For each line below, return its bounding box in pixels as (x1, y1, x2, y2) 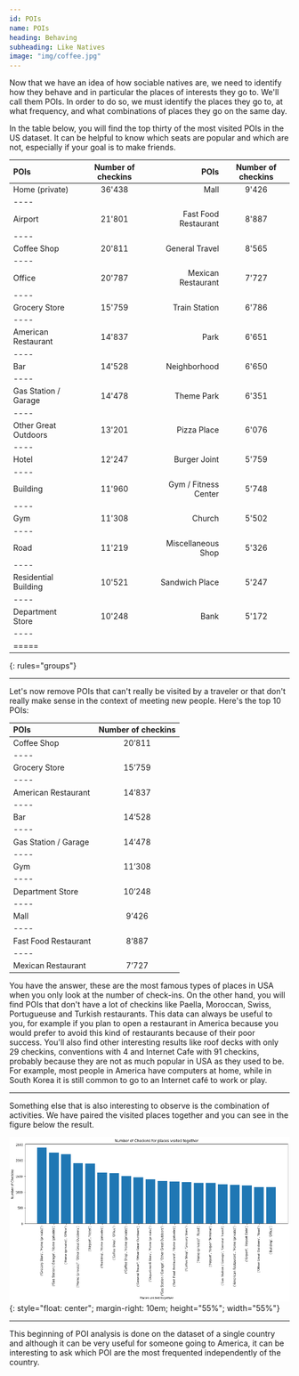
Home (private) (12, 183, 69, 195)
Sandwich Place (159, 577, 220, 587)
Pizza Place (176, 425, 220, 435)
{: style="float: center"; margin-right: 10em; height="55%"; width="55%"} (9, 1302, 280, 1313)
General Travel (166, 243, 220, 254)
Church (191, 513, 220, 524)
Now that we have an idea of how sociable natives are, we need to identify (9, 77, 282, 88)
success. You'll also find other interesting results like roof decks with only (9, 1037, 279, 1048)
